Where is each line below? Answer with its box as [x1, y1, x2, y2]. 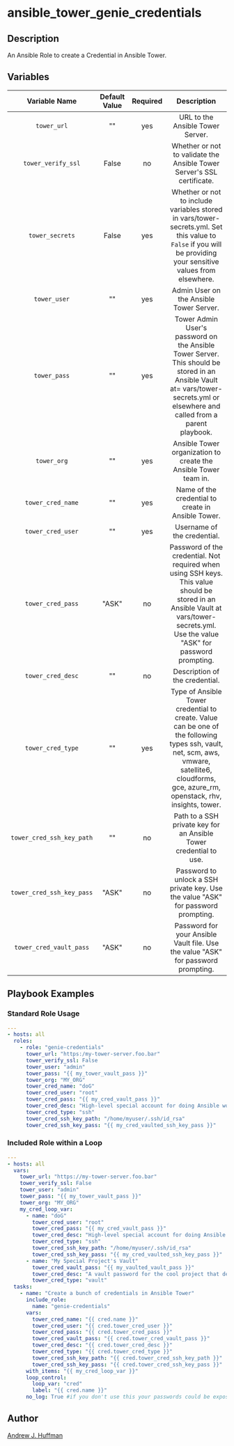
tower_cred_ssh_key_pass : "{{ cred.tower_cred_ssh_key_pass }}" [32, 1361, 223, 1368]
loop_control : [25, 1374, 68, 1381]
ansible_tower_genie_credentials [7, 5, 202, 21]
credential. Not [171, 551, 221, 560]
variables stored [169, 204, 223, 214]
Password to [175, 865, 217, 875]
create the [180, 456, 214, 466]
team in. [183, 473, 210, 483]
